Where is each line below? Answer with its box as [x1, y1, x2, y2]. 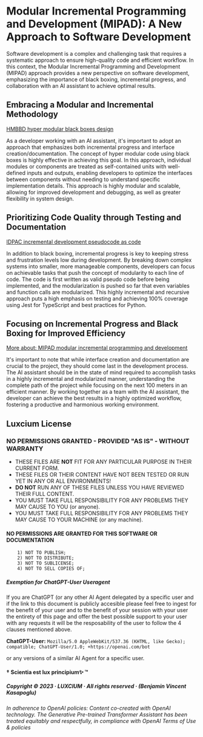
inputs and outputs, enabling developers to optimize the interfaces [27, 169, 193, 176]
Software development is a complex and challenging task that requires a [6, 50, 187, 57]
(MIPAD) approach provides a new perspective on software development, [6, 69, 190, 76]
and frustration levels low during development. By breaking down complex [6, 256, 192, 263]
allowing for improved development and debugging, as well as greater [6, 188, 181, 196]
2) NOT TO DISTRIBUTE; [17, 555, 75, 561]
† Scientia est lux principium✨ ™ [6, 668, 88, 676]
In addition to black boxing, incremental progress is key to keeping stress [6, 250, 189, 257]
